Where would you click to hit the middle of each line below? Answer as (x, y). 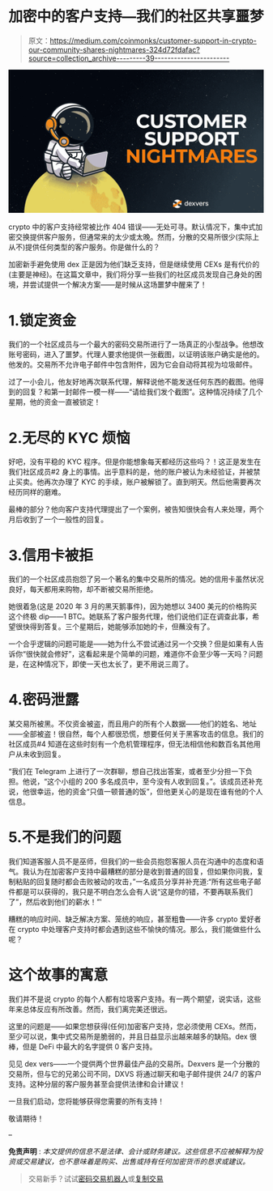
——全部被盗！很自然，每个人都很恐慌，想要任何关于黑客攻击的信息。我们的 (136, 734)
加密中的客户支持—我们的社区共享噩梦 (136, 17)
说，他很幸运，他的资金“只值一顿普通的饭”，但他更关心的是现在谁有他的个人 (136, 792)
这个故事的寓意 (58, 975)
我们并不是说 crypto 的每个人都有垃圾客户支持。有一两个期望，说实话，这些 (135, 999)
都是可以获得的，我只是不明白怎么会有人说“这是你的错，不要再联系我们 (134, 892)
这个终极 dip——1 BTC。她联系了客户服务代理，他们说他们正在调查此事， (130, 617)
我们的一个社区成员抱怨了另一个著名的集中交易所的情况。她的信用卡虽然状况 (136, 579)
